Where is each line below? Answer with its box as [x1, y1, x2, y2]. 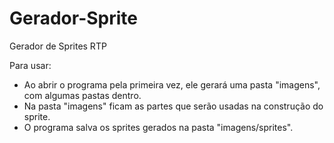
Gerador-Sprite [9, 7, 139, 30]
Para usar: [9, 59, 52, 71]
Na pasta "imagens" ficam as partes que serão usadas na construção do [23, 100, 324, 112]
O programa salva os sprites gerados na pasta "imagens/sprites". [23, 121, 294, 133]
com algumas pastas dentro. [23, 89, 142, 101]
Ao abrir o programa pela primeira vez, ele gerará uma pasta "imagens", [23, 78, 321, 91]
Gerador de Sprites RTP [9, 40, 107, 52]
